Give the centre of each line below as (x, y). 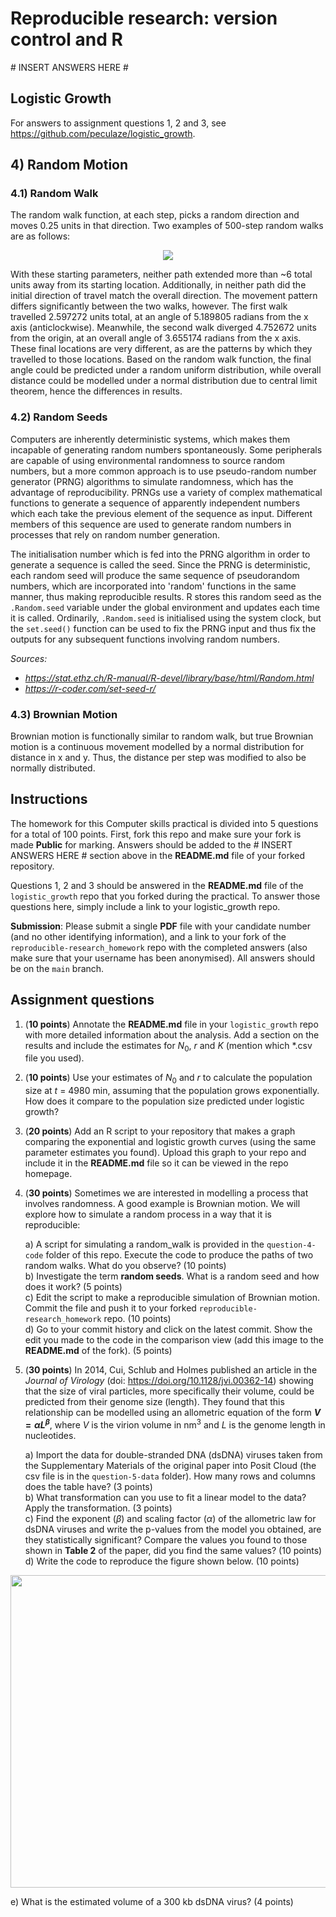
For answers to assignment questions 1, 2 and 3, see (118, 123)
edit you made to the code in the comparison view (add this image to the (174, 1340)
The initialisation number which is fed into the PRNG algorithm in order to (160, 554)
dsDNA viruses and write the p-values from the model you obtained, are (173, 1529)
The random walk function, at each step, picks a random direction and (155, 215)
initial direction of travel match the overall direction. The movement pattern (164, 296)
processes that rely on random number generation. (115, 534)
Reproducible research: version (144, 18)
